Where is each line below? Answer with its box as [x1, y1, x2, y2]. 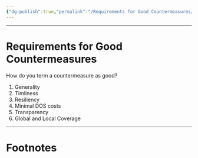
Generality [14, 83, 40, 91]
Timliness [14, 89, 38, 96]
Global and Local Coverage [14, 115, 81, 122]
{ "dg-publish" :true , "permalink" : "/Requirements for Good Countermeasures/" [6, 8, 196, 15]
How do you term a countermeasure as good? [6, 72, 118, 79]
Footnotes [6, 141, 57, 154]
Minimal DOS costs [14, 102, 61, 109]
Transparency [14, 108, 49, 115]
